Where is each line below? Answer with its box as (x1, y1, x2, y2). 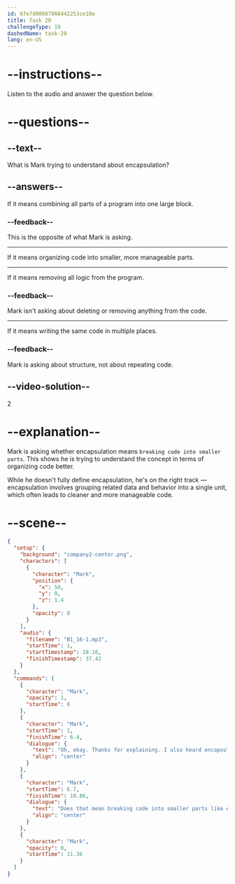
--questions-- (7, 114, 90, 130)
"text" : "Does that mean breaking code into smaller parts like (32, 805, 224, 812)
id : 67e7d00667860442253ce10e (7, 10, 96, 18)
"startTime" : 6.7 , (25, 786, 80, 793)
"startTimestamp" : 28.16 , (25, 649, 101, 656)
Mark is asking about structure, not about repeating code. (7, 360, 173, 369)
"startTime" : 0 (25, 701, 71, 708)
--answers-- (7, 181, 63, 193)
